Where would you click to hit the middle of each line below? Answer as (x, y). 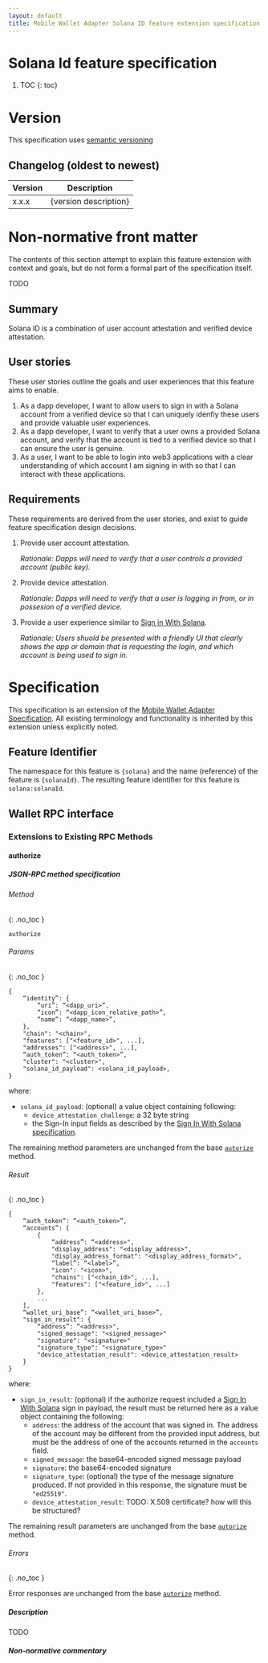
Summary (33, 309)
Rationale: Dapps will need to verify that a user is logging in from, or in (137, 598)
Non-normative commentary (57, 1650)
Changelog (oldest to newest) (84, 165)
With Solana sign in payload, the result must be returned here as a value (139, 1408)
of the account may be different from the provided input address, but (146, 1434)
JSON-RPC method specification (64, 874)
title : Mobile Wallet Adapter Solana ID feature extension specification (134, 23)
